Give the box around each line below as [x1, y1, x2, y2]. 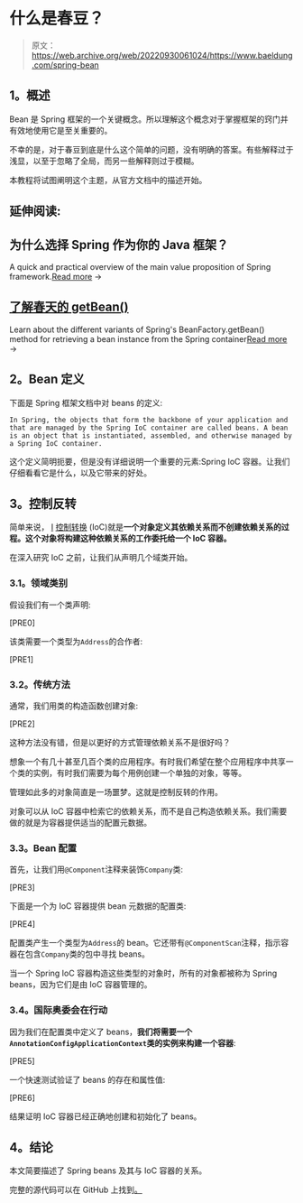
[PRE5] [9, 1055, 35, 1066]
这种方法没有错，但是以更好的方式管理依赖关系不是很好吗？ [9, 736, 231, 747]
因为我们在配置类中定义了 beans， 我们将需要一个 [9, 1026, 193, 1037]
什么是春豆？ [9, 8, 106, 29]
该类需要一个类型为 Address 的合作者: [9, 635, 143, 646]
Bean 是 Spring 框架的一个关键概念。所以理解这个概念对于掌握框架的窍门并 [9, 114, 289, 125]
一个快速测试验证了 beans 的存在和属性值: [9, 1074, 166, 1085]
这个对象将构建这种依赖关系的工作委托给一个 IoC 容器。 [24, 533, 232, 544]
